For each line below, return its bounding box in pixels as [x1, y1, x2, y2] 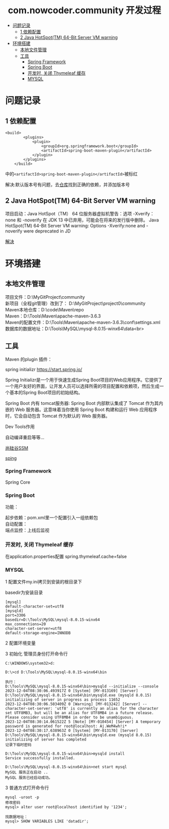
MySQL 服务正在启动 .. [5, 769, 48, 775]
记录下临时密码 [5, 742, 32, 747]
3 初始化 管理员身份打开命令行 [5, 651, 68, 657]
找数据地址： [5, 814, 28, 819]
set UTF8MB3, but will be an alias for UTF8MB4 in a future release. [5, 710, 154, 715]
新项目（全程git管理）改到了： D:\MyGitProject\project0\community [5, 300, 146, 306]
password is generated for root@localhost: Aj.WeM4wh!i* [5, 723, 127, 728]
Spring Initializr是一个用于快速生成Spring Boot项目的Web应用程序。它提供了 [5, 377, 162, 383]
